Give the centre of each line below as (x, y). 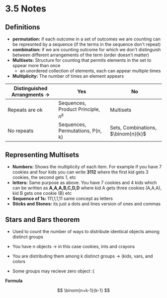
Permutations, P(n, (80, 131)
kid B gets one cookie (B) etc (42, 193)
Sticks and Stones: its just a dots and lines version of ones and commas (86, 204)
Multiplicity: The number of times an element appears (68, 76)
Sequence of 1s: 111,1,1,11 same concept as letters (63, 199)
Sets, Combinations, (133, 128)
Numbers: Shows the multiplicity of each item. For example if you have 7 (87, 167)
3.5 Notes (26, 9)
